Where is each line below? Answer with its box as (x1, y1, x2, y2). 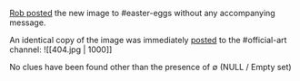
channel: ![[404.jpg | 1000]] (9, 44, 113, 55)
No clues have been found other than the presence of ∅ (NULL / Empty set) (9, 62, 293, 72)
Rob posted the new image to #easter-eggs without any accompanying (9, 8, 275, 18)
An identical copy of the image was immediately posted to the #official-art (9, 35, 287, 45)
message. (9, 17, 46, 28)
